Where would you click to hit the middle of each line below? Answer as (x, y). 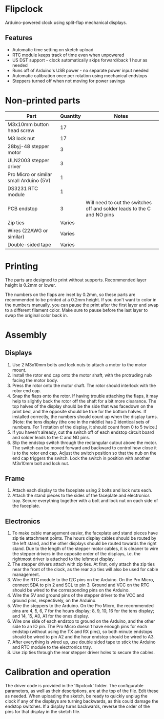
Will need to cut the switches (119, 202)
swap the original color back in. (37, 315)
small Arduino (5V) (29, 180)
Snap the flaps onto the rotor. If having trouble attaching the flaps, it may (85, 396)
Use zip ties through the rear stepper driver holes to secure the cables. (83, 653)
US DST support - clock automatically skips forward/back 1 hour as (80, 60)
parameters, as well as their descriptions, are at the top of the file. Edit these (82, 691)
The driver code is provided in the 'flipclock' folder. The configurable (74, 686)
